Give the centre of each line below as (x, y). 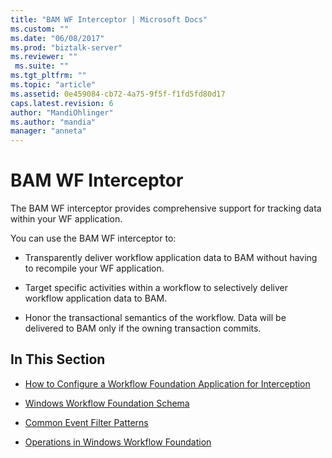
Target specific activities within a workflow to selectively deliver (156, 288)
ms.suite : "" (42, 66)
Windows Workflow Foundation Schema (107, 403)
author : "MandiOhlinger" (62, 112)
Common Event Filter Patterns (86, 422)
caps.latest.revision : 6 (62, 103)
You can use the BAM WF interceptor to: (93, 238)
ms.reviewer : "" (44, 57)
